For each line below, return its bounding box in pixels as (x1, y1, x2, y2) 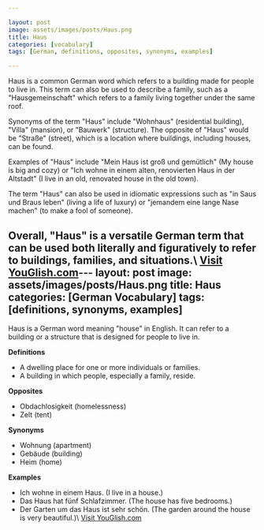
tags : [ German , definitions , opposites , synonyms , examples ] (8, 48, 214, 56)
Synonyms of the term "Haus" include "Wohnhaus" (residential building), (8, 117, 244, 126)
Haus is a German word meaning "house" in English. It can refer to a (8, 323, 230, 333)
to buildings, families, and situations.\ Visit (8, 253, 223, 267)
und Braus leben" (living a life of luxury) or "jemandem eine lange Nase (8, 198, 239, 207)
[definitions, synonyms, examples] (8, 303, 183, 316)
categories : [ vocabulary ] (8, 40, 93, 48)
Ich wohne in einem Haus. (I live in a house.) (19, 487, 164, 497)
